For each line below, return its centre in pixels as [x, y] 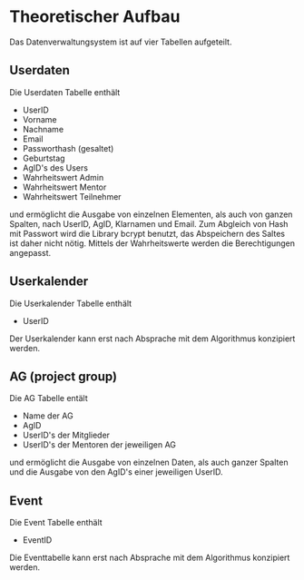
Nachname [43, 129]
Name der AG [48, 416]
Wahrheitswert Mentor [64, 187]
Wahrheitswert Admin [63, 177]
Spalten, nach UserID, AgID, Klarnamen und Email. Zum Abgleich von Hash [149, 223]
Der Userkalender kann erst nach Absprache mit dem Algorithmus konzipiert [152, 339]
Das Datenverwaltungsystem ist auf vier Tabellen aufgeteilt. [121, 42]
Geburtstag [44, 158]
